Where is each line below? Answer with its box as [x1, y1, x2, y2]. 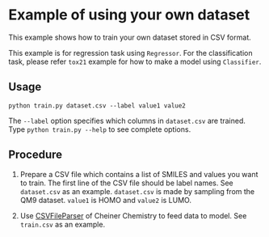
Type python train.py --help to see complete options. [8, 124, 191, 134]
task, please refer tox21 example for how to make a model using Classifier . [8, 57, 262, 66]
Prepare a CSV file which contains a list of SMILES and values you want [19, 169, 258, 179]
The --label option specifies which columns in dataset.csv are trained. [8, 116, 246, 125]
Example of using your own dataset [8, 6, 250, 24]
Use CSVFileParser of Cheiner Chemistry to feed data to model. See [19, 210, 247, 220]
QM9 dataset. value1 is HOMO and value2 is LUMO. [19, 195, 192, 205]
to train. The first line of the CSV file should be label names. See [19, 178, 234, 188]
